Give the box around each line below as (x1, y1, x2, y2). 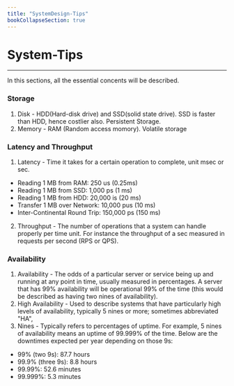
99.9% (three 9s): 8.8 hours (17, 357, 97, 366)
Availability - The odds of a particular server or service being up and (17, 270, 214, 279)
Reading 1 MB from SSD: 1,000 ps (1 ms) (17, 186, 132, 195)
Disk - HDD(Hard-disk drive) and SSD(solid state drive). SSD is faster (17, 110, 216, 118)
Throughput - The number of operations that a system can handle (17, 222, 207, 230)
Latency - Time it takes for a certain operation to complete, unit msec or (17, 158, 224, 166)
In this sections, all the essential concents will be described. (7, 76, 180, 84)
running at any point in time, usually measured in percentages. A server (17, 277, 223, 286)
